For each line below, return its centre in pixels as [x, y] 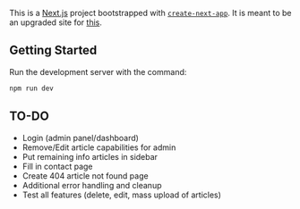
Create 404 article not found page [86, 176]
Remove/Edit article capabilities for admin [99, 147]
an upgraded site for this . [56, 22]
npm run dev [31, 88]
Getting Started [53, 50]
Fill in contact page [57, 166]
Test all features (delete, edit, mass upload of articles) [122, 195]
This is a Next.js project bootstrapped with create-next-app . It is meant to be [150, 13]
